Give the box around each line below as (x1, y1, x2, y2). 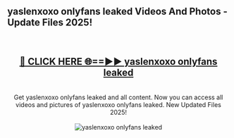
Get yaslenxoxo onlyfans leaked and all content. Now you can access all (13, 93, 223, 101)
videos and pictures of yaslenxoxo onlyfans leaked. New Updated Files (15, 100, 222, 108)
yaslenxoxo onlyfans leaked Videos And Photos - (7, 6, 228, 18)
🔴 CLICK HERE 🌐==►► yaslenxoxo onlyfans (19, 56, 218, 68)
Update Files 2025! (7, 17, 93, 29)
